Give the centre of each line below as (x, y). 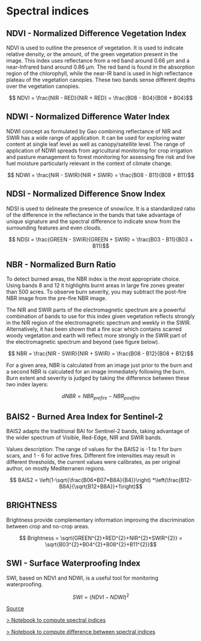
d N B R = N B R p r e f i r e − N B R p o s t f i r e (101, 397)
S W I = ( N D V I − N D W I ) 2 (101, 596)
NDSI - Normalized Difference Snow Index (86, 194)
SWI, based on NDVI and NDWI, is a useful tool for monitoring (82, 578)
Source (15, 608)
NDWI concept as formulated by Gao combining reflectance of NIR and (94, 131)
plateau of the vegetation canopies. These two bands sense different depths (101, 80)
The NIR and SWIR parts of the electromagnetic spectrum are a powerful (96, 310)
